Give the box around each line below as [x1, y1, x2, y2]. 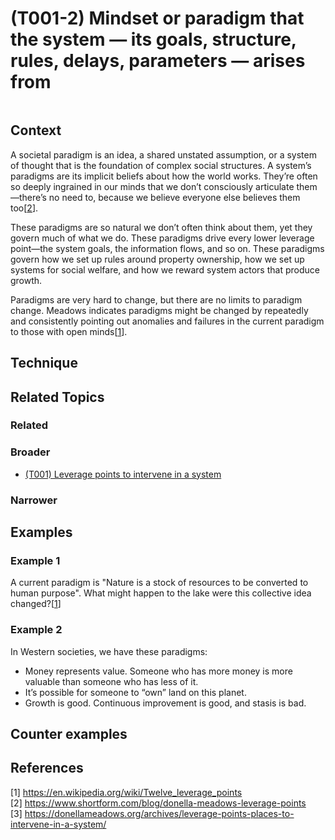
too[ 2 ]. [10, 202, 39, 214]
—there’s [10, 191, 47, 203]
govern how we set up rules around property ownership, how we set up [10, 253, 305, 265]
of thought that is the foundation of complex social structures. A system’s [10, 159, 312, 171]
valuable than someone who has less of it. [24, 675, 199, 687]
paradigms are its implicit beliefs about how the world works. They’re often [10, 170, 318, 182]
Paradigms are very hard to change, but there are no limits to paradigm [10, 293, 303, 306]
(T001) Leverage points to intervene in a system [24, 468, 222, 480]
